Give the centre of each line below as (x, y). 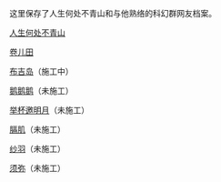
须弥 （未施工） (37, 168)
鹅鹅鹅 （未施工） (41, 91)
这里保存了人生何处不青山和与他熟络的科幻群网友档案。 (113, 13)
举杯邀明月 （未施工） (49, 110)
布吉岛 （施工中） (41, 71)
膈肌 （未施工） (37, 129)
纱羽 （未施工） (37, 149)
